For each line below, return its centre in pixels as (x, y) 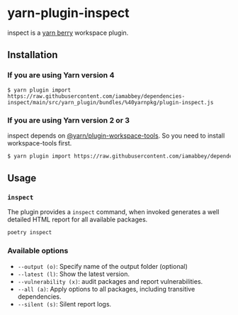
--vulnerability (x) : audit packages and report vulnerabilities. (110, 281)
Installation (33, 55)
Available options (38, 251)
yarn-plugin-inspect (68, 13)
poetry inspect (30, 233)
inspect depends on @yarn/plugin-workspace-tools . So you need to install (116, 136)
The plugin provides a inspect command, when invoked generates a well (113, 212)
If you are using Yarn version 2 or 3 (68, 120)
